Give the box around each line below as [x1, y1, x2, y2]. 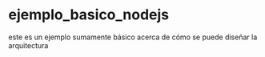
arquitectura [8, 40, 49, 50]
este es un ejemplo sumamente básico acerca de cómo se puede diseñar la [8, 32, 258, 42]
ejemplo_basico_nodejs [8, 6, 170, 24]
